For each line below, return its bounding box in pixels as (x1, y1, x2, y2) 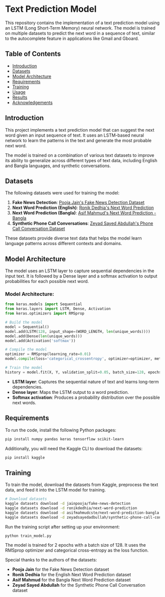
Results (12, 94, 27, 100)
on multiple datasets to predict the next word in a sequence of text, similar (5, 30, 156, 36)
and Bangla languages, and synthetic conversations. (5, 163, 111, 169)
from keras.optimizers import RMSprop (5, 311, 84, 316)
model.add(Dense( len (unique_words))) (5, 334, 82, 339)
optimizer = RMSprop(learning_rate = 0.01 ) (5, 351, 91, 357)
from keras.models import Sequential (5, 302, 82, 307)
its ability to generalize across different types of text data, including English (5, 157, 158, 163)
